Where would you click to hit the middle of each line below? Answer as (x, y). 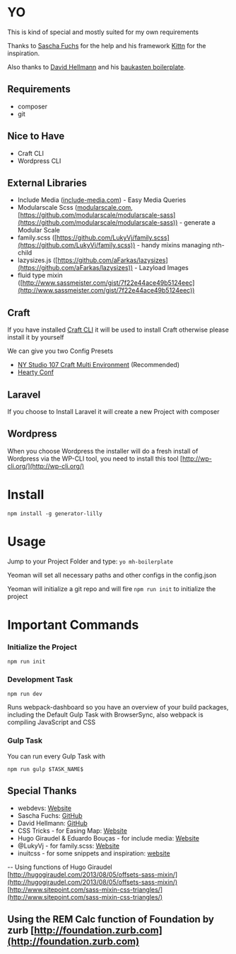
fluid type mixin (40, 275)
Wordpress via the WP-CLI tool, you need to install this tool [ (95, 459)
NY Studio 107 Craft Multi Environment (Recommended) (99, 365)
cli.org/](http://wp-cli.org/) (46, 466)
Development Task (40, 680)
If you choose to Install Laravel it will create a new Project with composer (113, 411)
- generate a (197, 223)
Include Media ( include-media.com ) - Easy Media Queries (102, 200)
